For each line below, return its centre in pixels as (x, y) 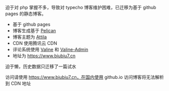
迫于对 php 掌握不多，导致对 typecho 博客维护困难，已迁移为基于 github (81, 7)
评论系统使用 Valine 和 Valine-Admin (50, 50)
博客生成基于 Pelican (34, 31)
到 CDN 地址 (18, 83)
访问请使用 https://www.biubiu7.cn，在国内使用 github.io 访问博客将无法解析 (85, 77)
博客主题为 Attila (30, 37)
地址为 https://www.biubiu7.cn (44, 56)
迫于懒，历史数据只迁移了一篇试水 (41, 66)
